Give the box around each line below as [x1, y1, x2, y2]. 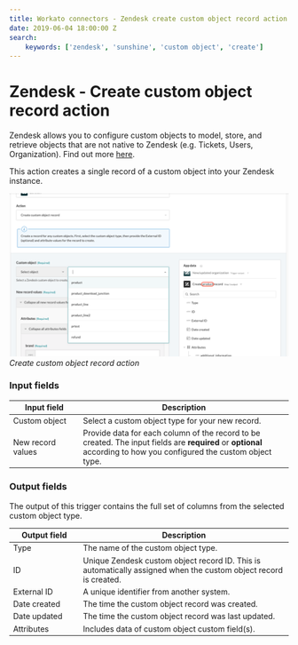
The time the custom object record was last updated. [82, 611, 276, 622]
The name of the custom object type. [82, 543, 218, 553]
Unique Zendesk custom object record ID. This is [82, 555, 262, 566]
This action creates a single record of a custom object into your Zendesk [9, 166, 275, 177]
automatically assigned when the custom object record [82, 564, 284, 575]
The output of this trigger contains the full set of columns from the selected [9, 500, 285, 511]
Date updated [12, 611, 63, 622]
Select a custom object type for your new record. [82, 415, 262, 426]
